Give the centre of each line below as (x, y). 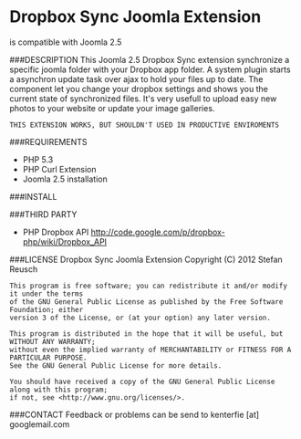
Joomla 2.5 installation (65, 179)
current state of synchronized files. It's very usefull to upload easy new (143, 99)
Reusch (24, 269)
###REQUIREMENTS (48, 141)
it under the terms (47, 294)
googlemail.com (40, 424)
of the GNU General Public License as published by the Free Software (146, 302)
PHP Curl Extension (59, 169)
